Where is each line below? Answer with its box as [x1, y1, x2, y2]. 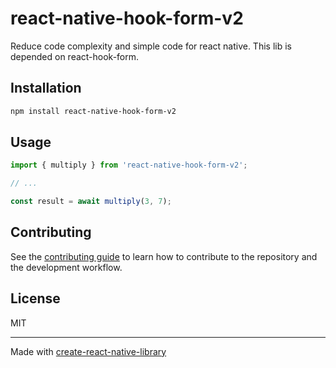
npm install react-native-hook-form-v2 [10, 106, 177, 116]
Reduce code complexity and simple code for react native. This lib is [10, 40, 292, 52]
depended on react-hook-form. [10, 50, 140, 62]
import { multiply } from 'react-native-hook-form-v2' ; [10, 160, 248, 171]
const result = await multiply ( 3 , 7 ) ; [10, 197, 172, 207]
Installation [10, 80, 82, 97]
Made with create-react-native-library [10, 345, 167, 357]
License [10, 290, 61, 307]
